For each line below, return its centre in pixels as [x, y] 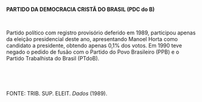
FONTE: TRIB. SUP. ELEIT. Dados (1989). [57, 93]
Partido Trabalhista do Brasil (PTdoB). [53, 58]
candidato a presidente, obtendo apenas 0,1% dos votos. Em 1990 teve [94, 46]
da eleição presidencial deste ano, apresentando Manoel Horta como [92, 39]
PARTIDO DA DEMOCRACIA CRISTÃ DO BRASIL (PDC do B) [80, 9]
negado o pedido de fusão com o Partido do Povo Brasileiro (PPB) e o [93, 52]
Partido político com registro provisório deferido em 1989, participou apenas [101, 33]
